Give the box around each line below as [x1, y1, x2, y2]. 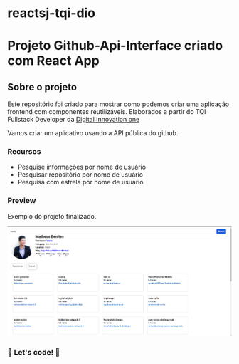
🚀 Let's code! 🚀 [7, 347, 60, 357]
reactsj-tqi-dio [7, 5, 96, 21]
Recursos [7, 147, 41, 157]
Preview [7, 196, 36, 206]
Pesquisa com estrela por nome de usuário [17, 178, 144, 187]
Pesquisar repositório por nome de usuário [17, 170, 144, 179]
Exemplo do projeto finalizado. [7, 212, 97, 220]
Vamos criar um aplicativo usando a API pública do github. [7, 129, 179, 137]
